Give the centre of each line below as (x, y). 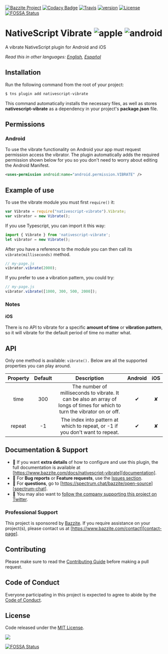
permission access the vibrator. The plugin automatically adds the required (82, 155)
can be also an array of (89, 399)
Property (18, 378)
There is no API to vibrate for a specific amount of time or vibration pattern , (84, 327)
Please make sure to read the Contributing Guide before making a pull (77, 561)
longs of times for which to (89, 405)
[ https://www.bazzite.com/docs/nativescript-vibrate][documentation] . (84, 472)
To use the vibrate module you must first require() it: (60, 202)
